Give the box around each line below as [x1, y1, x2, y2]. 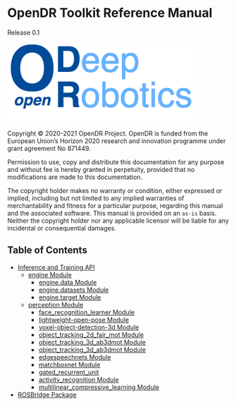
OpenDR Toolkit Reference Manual [7, 5, 213, 21]
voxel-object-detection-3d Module [38, 323, 139, 331]
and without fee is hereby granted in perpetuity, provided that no [7, 165, 195, 173]
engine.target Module [38, 293, 101, 301]
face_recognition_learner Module [38, 308, 135, 316]
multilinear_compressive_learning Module [38, 383, 160, 391]
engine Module [27, 270, 72, 279]
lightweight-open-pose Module [38, 315, 129, 324]
